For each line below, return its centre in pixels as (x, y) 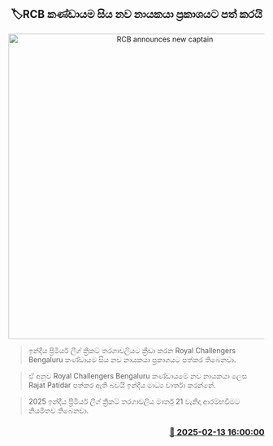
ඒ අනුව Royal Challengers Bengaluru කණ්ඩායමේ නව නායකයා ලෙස (138, 376)
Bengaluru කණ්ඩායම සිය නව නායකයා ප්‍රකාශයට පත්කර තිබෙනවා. (132, 359)
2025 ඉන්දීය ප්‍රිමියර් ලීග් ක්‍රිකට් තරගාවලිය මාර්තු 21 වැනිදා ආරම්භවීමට (134, 401)
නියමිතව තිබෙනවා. (58, 410)
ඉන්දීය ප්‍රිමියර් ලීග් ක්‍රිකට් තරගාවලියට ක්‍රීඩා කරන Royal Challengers (132, 350)
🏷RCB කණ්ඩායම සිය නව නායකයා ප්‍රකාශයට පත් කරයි (136, 14)
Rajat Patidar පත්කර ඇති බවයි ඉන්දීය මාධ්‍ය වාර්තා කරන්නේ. (122, 385)
